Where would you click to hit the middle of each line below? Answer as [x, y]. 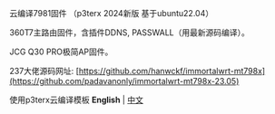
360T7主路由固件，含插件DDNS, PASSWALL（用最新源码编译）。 [129, 33]
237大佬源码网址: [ [44, 71]
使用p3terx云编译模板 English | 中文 [76, 100]
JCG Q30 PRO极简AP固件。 [61, 52]
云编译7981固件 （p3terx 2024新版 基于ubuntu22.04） [112, 13]
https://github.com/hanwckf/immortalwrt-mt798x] [172, 71]
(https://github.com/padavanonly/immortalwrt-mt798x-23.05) [124, 81]
